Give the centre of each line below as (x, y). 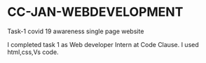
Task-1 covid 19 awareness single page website (76, 31)
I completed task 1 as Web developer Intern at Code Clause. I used (103, 44)
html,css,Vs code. (33, 52)
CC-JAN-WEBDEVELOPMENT (95, 12)
